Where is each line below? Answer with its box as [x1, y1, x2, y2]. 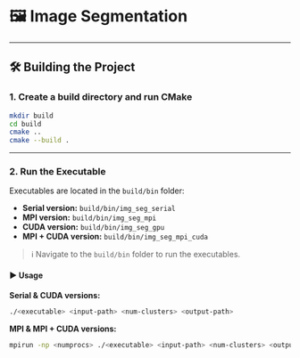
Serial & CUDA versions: [9, 289, 101, 300]
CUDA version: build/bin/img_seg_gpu [21, 222, 165, 232]
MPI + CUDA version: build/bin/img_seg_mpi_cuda [21, 232, 208, 242]
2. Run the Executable [9, 166, 106, 178]
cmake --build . [9, 136, 70, 145]
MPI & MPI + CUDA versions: [9, 323, 117, 334]
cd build [9, 119, 42, 128]
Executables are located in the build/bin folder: [9, 185, 185, 196]
